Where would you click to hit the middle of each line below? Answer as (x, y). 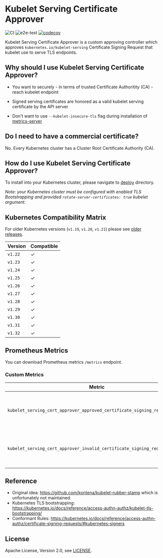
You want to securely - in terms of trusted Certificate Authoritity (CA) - (82, 87)
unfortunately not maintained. (41, 498)
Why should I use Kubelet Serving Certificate (75, 68)
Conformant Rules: (31, 518)
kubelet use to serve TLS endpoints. (41, 52)
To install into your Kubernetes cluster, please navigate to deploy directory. (80, 182)
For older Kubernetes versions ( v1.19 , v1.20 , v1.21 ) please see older (73, 229)
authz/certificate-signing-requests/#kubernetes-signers (68, 524)
